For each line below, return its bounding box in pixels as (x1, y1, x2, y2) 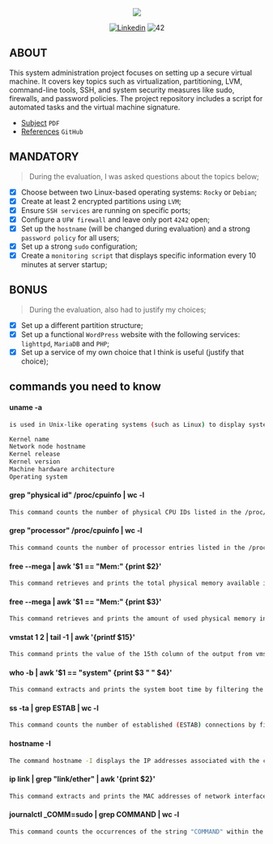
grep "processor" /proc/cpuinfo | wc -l (9, 526, 143, 535)
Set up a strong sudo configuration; (20, 241, 138, 251)
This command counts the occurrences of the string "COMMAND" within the (9, 827, 264, 836)
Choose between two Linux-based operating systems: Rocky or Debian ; (20, 187, 258, 197)
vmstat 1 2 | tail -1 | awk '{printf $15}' (9, 632, 136, 642)
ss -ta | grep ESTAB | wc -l (9, 703, 100, 713)
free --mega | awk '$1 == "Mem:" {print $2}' (9, 561, 162, 571)
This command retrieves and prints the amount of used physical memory (9, 615, 256, 623)
